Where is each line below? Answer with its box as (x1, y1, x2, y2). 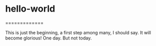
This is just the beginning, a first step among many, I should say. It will (5, 29, 151, 35)
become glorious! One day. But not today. (5, 35, 92, 41)
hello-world (5, 3, 56, 15)
